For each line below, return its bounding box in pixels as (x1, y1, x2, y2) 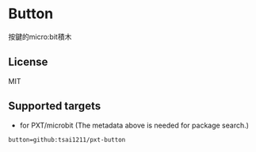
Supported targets (8, 100, 101, 113)
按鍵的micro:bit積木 (8, 32, 72, 41)
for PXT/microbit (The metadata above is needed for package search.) (19, 120, 250, 130)
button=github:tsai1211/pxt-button (8, 135, 126, 143)
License (8, 55, 48, 69)
